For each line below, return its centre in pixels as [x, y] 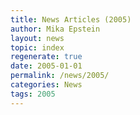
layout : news [37, 38]
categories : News [46, 85]
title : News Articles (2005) [71, 19]
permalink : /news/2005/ [60, 76]
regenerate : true [46, 57]
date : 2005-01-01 [46, 66]
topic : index [37, 47]
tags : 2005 [33, 94]
